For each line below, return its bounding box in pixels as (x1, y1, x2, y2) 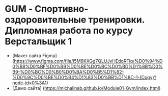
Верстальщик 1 (5, 36, 72, 47)
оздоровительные (5, 14, 87, 26)
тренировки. (88, 14, 145, 26)
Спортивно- (34, 3, 89, 15)
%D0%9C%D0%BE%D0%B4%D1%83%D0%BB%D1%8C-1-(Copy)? (12, 74, 157, 80)
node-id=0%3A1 (12, 80, 47, 86)
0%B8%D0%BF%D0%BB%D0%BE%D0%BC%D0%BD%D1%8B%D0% (12, 63, 163, 69)
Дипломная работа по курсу (5, 25, 133, 36)
